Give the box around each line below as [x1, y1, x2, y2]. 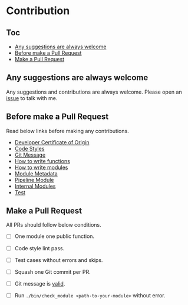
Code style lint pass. [14, 244, 65, 251]
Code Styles [14, 145, 45, 152]
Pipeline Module [14, 176, 54, 183]
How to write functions [14, 157, 71, 164]
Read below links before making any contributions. [6, 127, 129, 134]
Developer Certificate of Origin [14, 138, 90, 145]
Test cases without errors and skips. [14, 256, 103, 263]
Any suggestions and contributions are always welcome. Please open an [6, 88, 182, 95]
